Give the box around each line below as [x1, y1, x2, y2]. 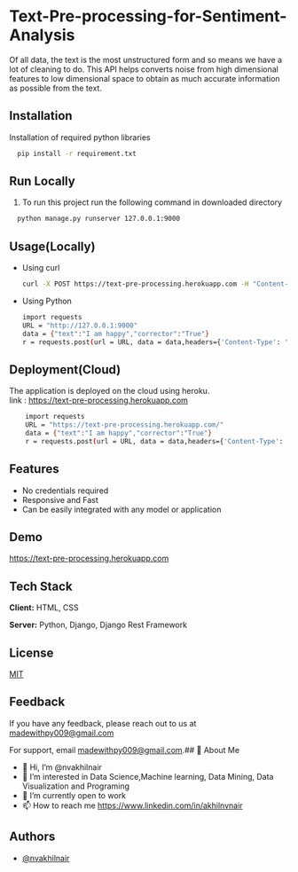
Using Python [21, 295, 73, 306]
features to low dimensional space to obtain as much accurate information [9, 73, 281, 83]
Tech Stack [9, 578, 73, 593]
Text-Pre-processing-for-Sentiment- [9, 6, 287, 27]
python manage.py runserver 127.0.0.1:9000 [17, 215, 180, 224]
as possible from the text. [9, 82, 102, 93]
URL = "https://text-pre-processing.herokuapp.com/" [25, 420, 224, 429]
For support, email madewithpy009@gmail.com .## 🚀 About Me [9, 744, 240, 755]
